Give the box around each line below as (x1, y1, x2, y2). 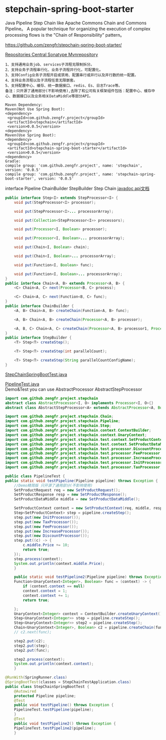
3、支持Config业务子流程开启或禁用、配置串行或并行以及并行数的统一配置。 (5, 72, 138, 77)
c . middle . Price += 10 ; (23, 543, 70, 548)
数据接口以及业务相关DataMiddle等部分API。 (12, 93, 93, 99)
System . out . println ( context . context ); (14, 661, 94, 667)
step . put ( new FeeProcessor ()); (14, 524, 79, 529)
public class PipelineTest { (5, 474, 65, 479)
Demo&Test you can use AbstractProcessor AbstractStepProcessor (5, 386, 142, 392)
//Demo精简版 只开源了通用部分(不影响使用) (14, 483, 93, 488)
